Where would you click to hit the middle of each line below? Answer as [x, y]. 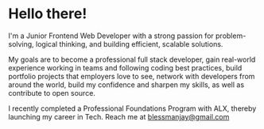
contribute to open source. [52, 93]
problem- [231, 36]
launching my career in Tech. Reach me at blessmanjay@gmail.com [119, 116]
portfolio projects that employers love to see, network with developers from [132, 76]
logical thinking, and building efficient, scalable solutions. [129, 44]
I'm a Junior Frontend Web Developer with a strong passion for [111, 36]
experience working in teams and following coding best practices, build [125, 67]
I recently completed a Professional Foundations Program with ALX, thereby [132, 108]
